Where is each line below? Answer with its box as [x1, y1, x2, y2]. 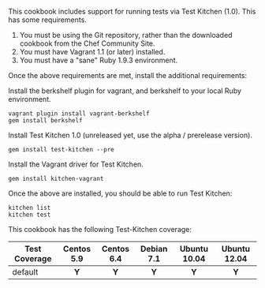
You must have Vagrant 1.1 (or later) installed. [19, 47, 166, 56]
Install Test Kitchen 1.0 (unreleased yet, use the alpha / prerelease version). [8, 130, 252, 140]
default [12, 267, 39, 277]
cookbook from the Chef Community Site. [19, 39, 155, 48]
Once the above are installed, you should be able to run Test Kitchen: [8, 189, 233, 198]
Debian [140, 244, 168, 254]
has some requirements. [8, 15, 87, 24]
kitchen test [8, 211, 51, 219]
